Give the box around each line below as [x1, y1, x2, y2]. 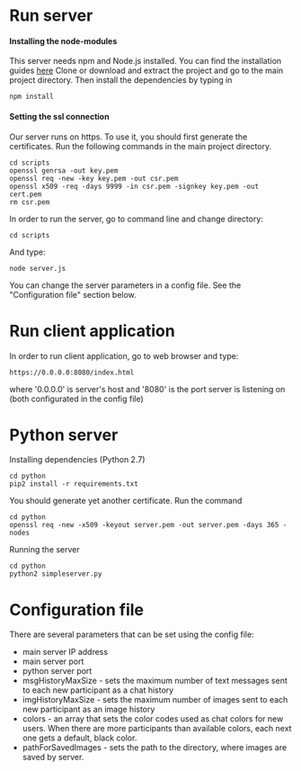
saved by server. [22, 752, 84, 763]
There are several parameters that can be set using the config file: [9, 629, 254, 640]
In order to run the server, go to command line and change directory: [9, 213, 263, 224]
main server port [22, 656, 84, 667]
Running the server [9, 544, 81, 555]
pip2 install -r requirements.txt [9, 480, 139, 489]
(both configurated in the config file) [9, 393, 144, 404]
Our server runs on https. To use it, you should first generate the [9, 131, 248, 142]
